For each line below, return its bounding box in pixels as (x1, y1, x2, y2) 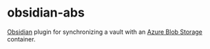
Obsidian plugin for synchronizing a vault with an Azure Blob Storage (7, 28, 203, 36)
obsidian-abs (7, 5, 85, 21)
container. (7, 35, 36, 43)
